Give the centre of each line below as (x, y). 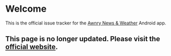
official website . (32, 47)
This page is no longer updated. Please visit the (83, 39)
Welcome (26, 9)
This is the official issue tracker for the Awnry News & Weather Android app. (86, 23)
